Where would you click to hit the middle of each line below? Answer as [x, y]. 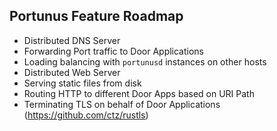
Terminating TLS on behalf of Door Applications [122, 104]
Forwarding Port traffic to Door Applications [114, 51]
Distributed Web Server [72, 72]
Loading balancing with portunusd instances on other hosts [145, 61]
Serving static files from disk [82, 83]
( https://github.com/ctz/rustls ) [86, 115]
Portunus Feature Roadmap [96, 16]
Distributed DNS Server [72, 40]
